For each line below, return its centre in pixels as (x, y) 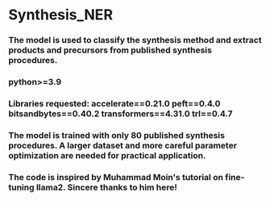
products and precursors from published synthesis (110, 50)
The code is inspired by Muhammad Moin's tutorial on (116, 177)
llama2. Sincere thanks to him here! (106, 187)
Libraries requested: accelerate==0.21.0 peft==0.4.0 (114, 103)
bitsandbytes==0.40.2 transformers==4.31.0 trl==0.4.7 (120, 113)
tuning (21, 187)
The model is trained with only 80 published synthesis (117, 135)
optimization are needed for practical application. (107, 155)
